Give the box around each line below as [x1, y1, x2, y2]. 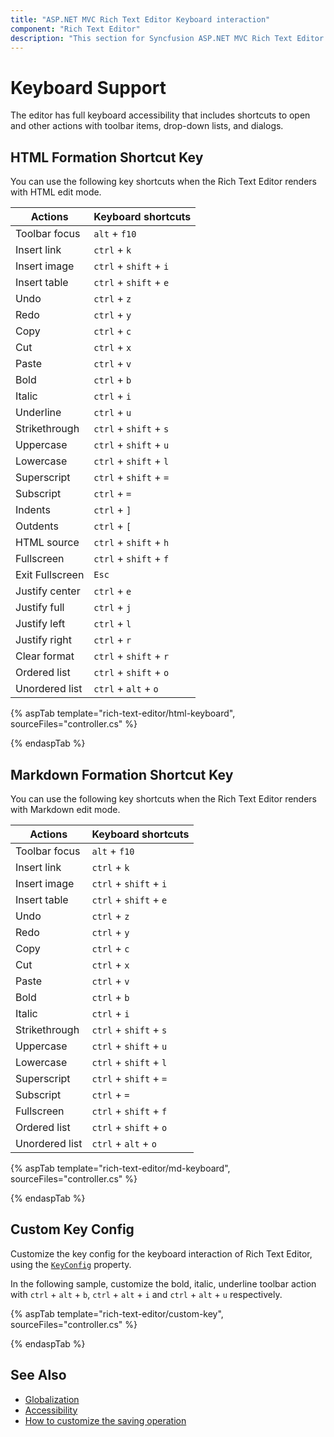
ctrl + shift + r [93, 649, 170, 663]
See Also [10, 1367, 67, 1384]
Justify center [15, 584, 81, 598]
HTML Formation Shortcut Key [10, 149, 204, 166]
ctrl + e [93, 584, 132, 598]
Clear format [15, 649, 75, 663]
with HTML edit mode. [10, 186, 102, 198]
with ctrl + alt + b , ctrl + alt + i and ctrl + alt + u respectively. [10, 1288, 283, 1300]
